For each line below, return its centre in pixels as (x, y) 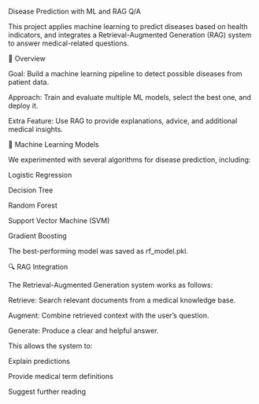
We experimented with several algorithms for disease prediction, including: (129, 160)
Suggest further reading (47, 391)
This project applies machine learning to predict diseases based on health (128, 26)
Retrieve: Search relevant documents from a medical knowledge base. (122, 300)
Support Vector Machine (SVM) (59, 220)
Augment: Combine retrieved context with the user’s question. (109, 315)
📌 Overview (27, 59)
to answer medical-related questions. (69, 43)
